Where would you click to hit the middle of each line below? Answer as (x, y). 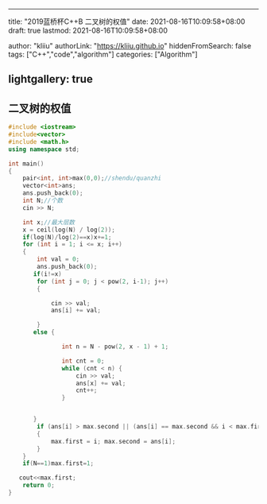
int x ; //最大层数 (49, 222)
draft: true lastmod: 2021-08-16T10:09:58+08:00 (88, 30)
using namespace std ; (44, 149)
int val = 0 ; (58, 259)
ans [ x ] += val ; (101, 383)
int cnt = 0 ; (83, 361)
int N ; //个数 (43, 201)
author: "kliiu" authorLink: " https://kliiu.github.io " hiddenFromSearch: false (130, 46)
